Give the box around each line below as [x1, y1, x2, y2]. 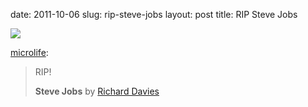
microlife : [10, 47, 49, 58]
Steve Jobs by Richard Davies [34, 85, 160, 97]
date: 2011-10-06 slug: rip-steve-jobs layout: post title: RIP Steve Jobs [10, 9, 298, 20]
